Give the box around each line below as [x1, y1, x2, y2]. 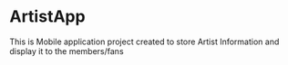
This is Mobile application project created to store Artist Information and [9, 36, 280, 47]
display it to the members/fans [9, 45, 125, 56]
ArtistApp [9, 6, 86, 27]
